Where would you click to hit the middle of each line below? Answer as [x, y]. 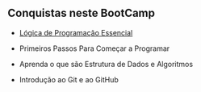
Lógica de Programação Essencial [76, 32]
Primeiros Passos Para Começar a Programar [94, 48]
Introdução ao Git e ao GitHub [69, 79]
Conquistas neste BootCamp [81, 13]
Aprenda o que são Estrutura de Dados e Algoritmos [106, 64]
